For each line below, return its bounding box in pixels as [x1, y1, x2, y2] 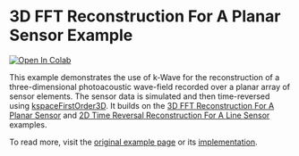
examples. [9, 119, 47, 130]
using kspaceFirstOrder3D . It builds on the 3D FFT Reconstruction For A [9, 100, 275, 111]
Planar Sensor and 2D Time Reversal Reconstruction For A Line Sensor [9, 110, 270, 120]
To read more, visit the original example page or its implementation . [9, 136, 258, 147]
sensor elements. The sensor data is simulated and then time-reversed [9, 91, 270, 102]
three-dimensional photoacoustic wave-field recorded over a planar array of [9, 81, 291, 92]
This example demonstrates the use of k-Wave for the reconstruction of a [9, 71, 280, 82]
